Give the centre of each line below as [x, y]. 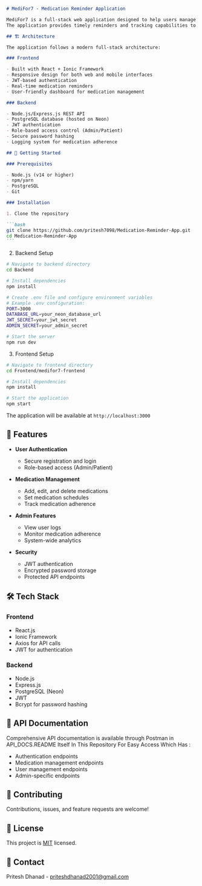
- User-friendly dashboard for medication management [76, 92]
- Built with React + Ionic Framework [55, 69]
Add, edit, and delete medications [66, 491]
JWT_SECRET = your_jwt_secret [42, 320]
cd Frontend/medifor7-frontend [46, 370]
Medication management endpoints [59, 763]
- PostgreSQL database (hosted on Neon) [58, 119]
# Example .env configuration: [46, 303]
